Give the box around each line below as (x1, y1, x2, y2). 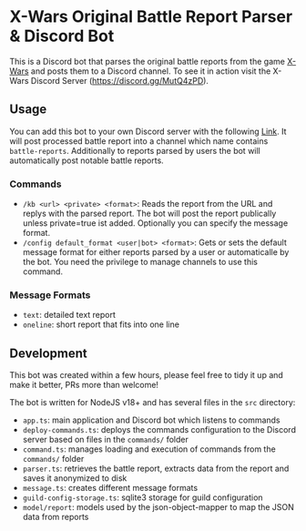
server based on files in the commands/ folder (22, 434, 189, 445)
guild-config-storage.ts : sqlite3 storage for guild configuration (22, 492, 263, 503)
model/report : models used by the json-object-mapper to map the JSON (22, 502, 294, 513)
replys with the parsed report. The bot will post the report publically (22, 208, 277, 220)
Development (9, 345, 88, 361)
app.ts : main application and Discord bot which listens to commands (22, 414, 280, 425)
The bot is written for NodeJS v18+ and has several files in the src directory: (9, 397, 296, 408)
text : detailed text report (22, 310, 117, 321)
